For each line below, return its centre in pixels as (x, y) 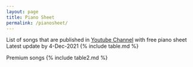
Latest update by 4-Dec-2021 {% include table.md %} (73, 46)
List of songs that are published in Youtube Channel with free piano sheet (96, 40)
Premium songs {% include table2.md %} (57, 58)
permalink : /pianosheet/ (37, 23)
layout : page (22, 12)
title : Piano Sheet (30, 17)
